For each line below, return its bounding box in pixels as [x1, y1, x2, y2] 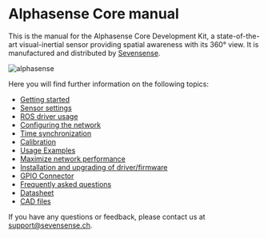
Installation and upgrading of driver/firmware [19, 162, 168, 172]
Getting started [19, 94, 70, 104]
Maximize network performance [19, 153, 126, 164]
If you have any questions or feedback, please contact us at [8, 212, 206, 221]
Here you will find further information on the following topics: [8, 79, 210, 89]
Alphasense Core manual [8, 5, 180, 23]
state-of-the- [216, 31, 260, 41]
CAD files [19, 196, 51, 206]
